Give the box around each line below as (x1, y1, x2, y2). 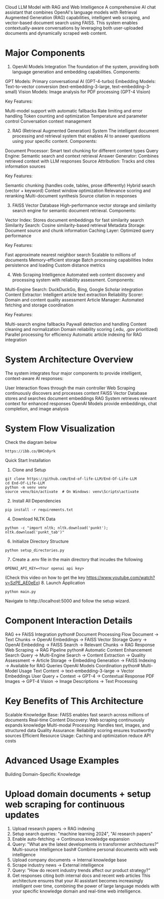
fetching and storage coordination (5, 302, 74, 308)
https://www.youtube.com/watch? (86, 574, 155, 580)
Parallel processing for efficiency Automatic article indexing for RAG (5, 331, 142, 337)
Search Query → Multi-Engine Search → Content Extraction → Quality (5, 652, 146, 658)
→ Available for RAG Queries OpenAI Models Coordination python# (5, 662, 140, 668)
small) (5, 88, 18, 95)
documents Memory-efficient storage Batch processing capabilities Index (5, 257, 153, 263)
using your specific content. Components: (12, 138, 97, 144)
